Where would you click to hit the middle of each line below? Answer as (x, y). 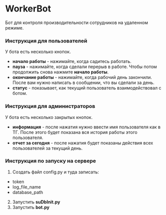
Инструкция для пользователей (46, 40)
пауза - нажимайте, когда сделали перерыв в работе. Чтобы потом (84, 67)
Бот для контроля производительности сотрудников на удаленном (77, 22)
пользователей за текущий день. (47, 148)
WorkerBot (28, 9)
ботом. (20, 93)
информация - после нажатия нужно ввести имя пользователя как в (86, 127)
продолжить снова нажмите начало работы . (60, 72)
